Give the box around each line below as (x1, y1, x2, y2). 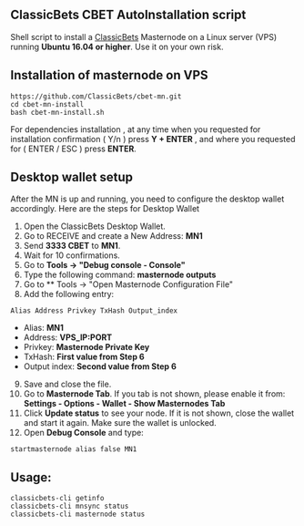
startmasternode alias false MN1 (10, 445, 137, 454)
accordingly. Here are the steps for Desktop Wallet (10, 203, 199, 214)
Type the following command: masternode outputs (23, 269, 217, 281)
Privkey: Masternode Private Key (23, 342, 150, 353)
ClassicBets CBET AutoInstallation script (10, 7, 247, 23)
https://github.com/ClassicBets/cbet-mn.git (10, 91, 182, 101)
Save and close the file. (23, 378, 112, 390)
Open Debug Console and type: (23, 428, 144, 438)
